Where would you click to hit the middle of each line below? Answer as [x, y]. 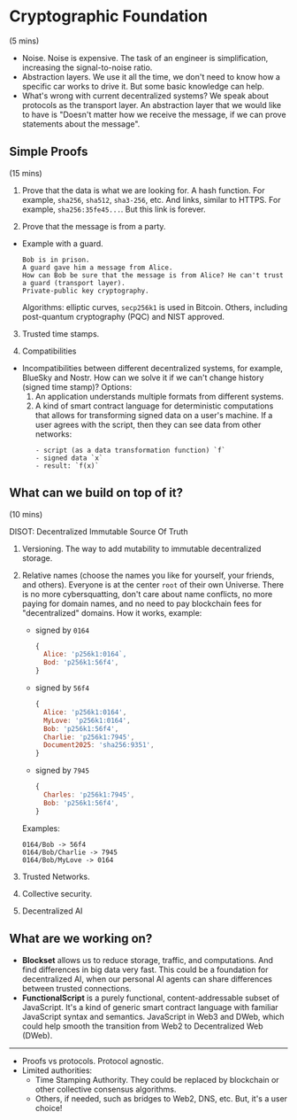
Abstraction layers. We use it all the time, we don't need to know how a [151, 76]
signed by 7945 [62, 770]
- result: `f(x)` [67, 466]
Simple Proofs [49, 152]
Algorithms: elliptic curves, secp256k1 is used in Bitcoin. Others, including [155, 307]
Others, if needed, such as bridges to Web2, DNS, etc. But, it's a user [161, 1098]
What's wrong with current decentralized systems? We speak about [145, 96]
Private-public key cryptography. [85, 291]
